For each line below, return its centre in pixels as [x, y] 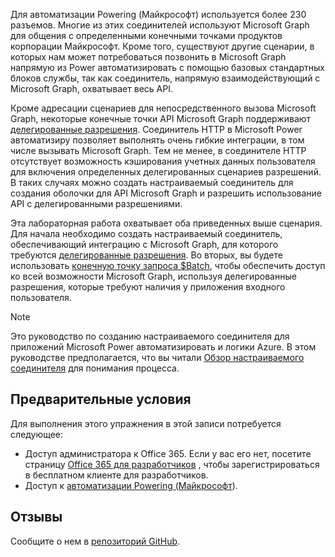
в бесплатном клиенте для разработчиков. [116, 475]
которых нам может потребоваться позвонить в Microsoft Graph [148, 57]
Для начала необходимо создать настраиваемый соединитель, [146, 233]
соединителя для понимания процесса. [95, 368]
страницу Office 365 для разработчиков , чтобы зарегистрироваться [172, 464]
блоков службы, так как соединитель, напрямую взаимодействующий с [165, 78]
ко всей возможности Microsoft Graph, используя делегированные [153, 276]
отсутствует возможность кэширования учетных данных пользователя [163, 161]
